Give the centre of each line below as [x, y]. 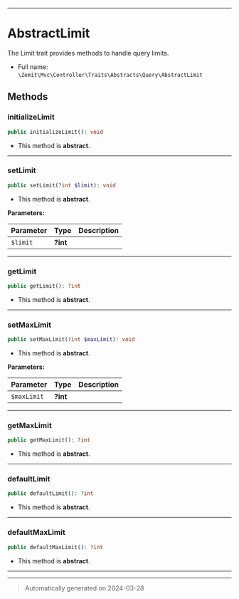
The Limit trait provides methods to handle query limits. [88, 53]
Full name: [33, 67]
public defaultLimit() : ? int [51, 494]
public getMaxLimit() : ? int [49, 440]
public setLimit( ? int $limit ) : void [62, 185]
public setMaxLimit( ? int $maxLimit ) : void [71, 340]
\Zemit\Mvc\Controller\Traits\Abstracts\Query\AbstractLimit [110, 75]
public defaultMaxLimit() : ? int [55, 547]
